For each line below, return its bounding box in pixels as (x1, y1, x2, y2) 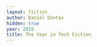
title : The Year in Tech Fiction (6, 32, 92, 38)
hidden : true (6, 20, 40, 26)
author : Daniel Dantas (6, 15, 64, 21)
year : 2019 (6, 26, 34, 32)
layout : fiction (6, 9, 48, 15)
